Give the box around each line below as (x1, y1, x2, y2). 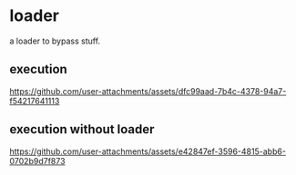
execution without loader (9, 122, 155, 137)
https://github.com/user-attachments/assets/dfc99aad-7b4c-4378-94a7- (9, 85, 287, 96)
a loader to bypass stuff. (9, 35, 101, 46)
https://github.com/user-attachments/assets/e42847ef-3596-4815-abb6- (9, 146, 287, 157)
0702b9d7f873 (9, 155, 66, 166)
